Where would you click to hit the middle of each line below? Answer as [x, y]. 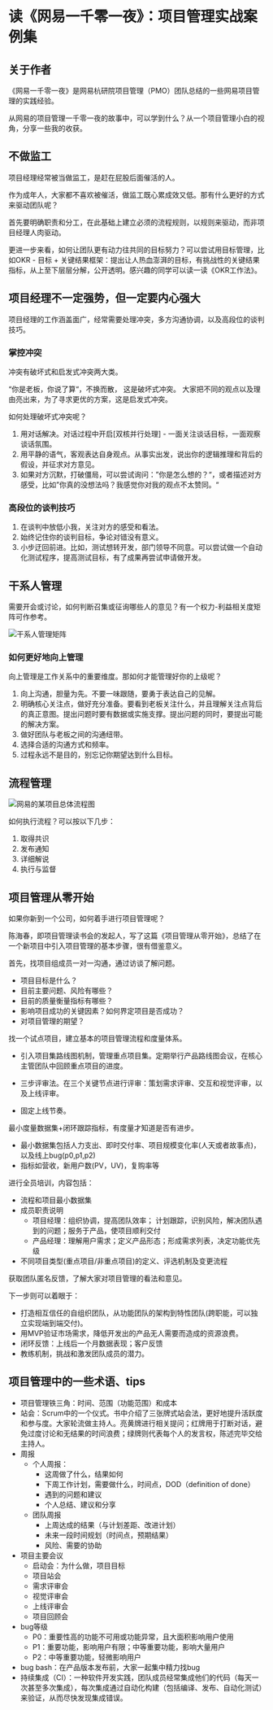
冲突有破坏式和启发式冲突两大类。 [65, 372]
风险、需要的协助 [73, 1545]
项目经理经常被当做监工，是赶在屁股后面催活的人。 [94, 177]
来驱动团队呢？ [33, 205]
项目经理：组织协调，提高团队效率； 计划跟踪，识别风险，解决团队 [144, 1220]
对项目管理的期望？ [52, 1021]
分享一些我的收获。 [54, 128]
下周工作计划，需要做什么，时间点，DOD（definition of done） [149, 1484]
